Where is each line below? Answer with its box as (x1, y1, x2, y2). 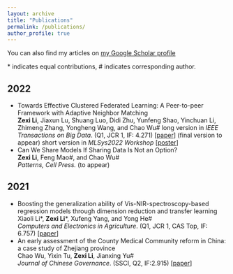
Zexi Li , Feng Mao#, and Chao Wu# (17, 153, 120, 161)
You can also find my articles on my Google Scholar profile (7, 49, 176, 57)
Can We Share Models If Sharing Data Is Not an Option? (17, 146, 178, 154)
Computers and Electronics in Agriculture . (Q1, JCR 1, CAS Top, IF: (17, 222, 208, 230)
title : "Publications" (7, 17, 73, 24)
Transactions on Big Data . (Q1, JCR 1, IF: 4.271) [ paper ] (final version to (17, 131, 223, 140)
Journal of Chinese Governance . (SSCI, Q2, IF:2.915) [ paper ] (17, 259, 193, 267)
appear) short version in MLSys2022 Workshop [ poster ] (17, 138, 179, 147)
